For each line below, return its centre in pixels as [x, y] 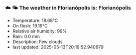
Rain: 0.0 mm [26, 36]
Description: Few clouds [37, 42]
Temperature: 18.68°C [35, 20]
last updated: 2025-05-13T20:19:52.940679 [58, 47]
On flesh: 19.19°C [30, 26]
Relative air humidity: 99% [40, 31]
